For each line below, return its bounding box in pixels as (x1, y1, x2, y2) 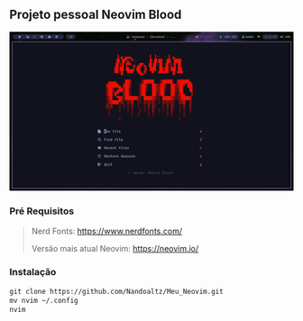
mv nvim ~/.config (9, 296, 78, 305)
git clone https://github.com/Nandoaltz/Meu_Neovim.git (9, 287, 224, 296)
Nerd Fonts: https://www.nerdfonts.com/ (31, 225, 183, 236)
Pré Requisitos (9, 205, 75, 217)
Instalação (9, 265, 57, 278)
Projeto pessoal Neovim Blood (9, 7, 182, 23)
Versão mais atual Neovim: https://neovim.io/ (31, 243, 199, 253)
